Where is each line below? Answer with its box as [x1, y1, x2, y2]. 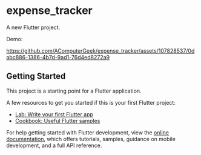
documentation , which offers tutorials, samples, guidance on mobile [6, 135, 176, 142]
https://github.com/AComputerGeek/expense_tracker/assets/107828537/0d [6, 47, 195, 54]
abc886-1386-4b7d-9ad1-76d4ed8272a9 [6, 53, 110, 61]
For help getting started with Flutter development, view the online [6, 128, 170, 136]
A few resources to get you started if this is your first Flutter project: [6, 99, 176, 106]
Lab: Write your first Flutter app [15, 110, 94, 118]
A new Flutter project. [6, 24, 61, 31]
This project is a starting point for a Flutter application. [6, 87, 142, 94]
